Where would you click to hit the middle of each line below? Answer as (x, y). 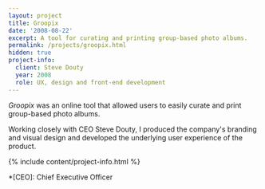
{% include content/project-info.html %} (75, 161)
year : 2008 (34, 75)
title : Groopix (34, 23)
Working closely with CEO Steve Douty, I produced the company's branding (132, 129)
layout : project (35, 16)
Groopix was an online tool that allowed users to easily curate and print (125, 105)
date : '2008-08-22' (41, 30)
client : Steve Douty (49, 68)
